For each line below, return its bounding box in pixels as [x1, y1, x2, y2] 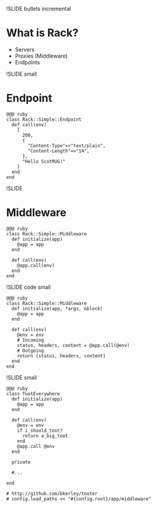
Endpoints [14, 58, 40, 65]
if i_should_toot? [17, 428, 63, 434]
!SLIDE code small [6, 283, 51, 291]
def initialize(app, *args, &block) [11, 306, 103, 312]
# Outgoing [17, 348, 44, 354]
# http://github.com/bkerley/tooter [6, 491, 98, 497]
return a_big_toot [22, 432, 68, 439]
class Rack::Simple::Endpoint [6, 116, 82, 122]
